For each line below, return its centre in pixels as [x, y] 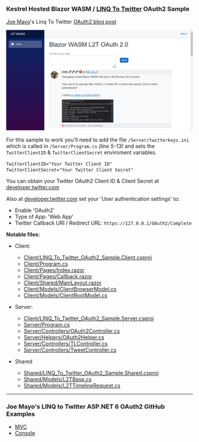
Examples [21, 413]
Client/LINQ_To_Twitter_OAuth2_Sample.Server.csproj [89, 318]
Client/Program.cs [46, 264]
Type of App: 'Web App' [44, 217]
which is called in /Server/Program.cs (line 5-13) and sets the [81, 146]
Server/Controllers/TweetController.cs [70, 350]
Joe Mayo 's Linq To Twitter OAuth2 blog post [61, 22]
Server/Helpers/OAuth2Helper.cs [64, 337]
